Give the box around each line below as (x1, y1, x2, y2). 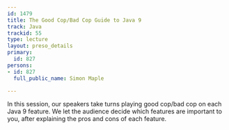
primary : (7, 49, 33, 56)
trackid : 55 (7, 29, 42, 37)
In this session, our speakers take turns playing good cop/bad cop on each (7, 100, 222, 108)
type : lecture (7, 36, 49, 43)
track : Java (7, 23, 42, 30)
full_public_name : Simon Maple (13, 74, 104, 82)
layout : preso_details (7, 42, 73, 49)
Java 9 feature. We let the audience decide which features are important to (7, 107, 223, 115)
